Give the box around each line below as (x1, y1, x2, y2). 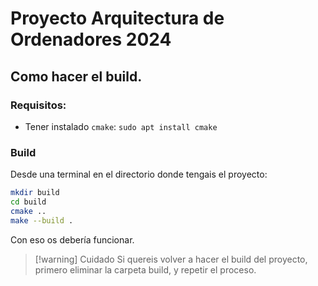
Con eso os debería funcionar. (10, 233, 135, 246)
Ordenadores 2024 (10, 28, 172, 51)
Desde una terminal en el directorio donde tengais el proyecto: (10, 168, 268, 181)
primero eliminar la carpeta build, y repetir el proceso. (34, 263, 257, 276)
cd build (10, 197, 47, 207)
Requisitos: (10, 98, 67, 112)
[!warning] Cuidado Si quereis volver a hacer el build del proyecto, (34, 253, 308, 265)
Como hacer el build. (10, 68, 143, 85)
